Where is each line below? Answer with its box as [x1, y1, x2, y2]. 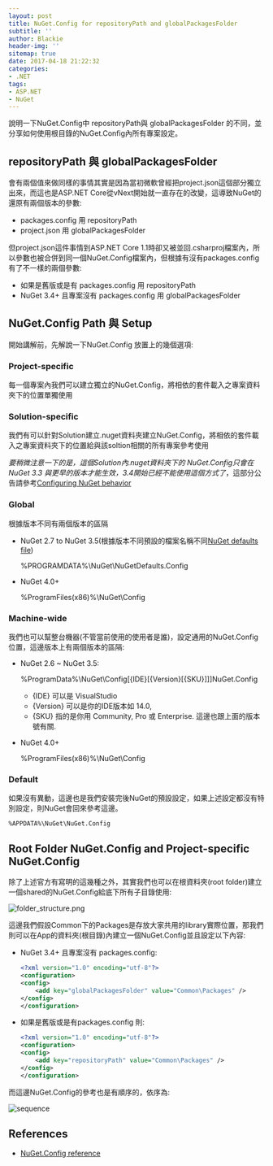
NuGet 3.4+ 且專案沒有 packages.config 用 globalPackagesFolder [19, 290, 241, 301]
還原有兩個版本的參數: [8, 198, 83, 208]
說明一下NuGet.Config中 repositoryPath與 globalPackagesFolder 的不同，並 [8, 119, 262, 128]
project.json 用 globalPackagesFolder [19, 225, 146, 236]
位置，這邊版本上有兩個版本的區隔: [8, 642, 125, 652]
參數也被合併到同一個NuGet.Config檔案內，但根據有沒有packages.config [15, 253, 260, 263]
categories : [8, 65, 49, 73]
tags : [8, 80, 27, 88]
